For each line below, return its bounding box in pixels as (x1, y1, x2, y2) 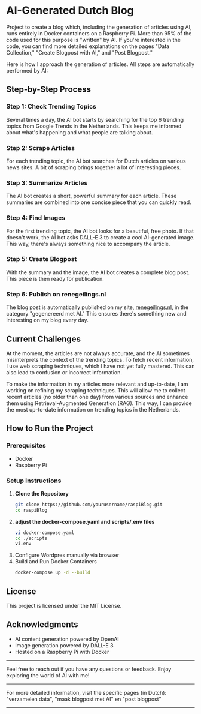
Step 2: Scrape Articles (6, 143, 75, 152)
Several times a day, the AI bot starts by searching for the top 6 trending (6, 116, 184, 123)
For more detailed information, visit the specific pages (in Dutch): (6, 689, 166, 696)
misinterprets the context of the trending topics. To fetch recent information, (6, 356, 194, 363)
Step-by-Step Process (6, 85, 92, 95)
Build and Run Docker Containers (14, 558, 97, 565)
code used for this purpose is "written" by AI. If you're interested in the (6, 36, 181, 43)
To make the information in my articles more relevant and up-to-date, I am (6, 380, 188, 388)
